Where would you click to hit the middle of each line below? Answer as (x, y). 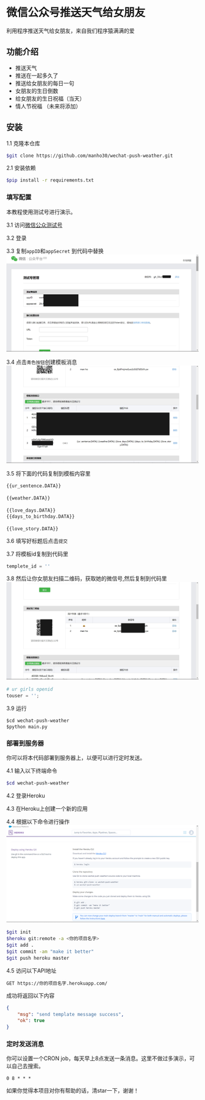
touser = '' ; (23, 696)
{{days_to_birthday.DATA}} (41, 516)
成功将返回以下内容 (31, 995)
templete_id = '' (28, 566)
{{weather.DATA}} (28, 498)
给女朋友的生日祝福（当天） (50, 98)
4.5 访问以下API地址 (31, 970)
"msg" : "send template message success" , (70, 1014)
